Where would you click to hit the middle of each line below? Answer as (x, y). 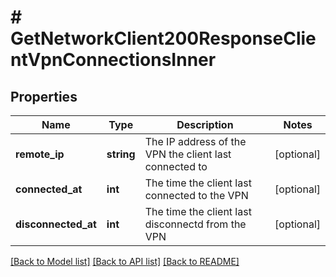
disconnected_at (56, 224)
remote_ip (40, 154)
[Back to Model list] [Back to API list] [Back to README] (125, 261)
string (121, 154)
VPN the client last (188, 154)
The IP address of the (195, 141)
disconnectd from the (195, 224)
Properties (44, 96)
